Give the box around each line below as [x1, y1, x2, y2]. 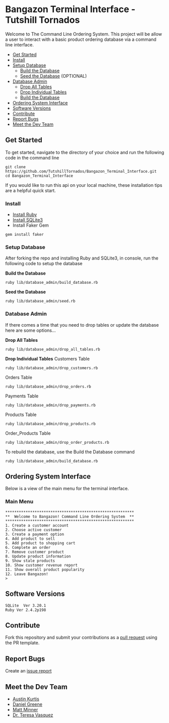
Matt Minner [12, 707, 38, 712]
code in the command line [5, 154, 60, 161]
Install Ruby [12, 212, 37, 218]
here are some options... [5, 327, 56, 333]
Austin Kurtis [12, 696, 39, 702]
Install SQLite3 [12, 217, 43, 223]
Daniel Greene [12, 701, 43, 707]
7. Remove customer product [5, 549, 65, 554]
